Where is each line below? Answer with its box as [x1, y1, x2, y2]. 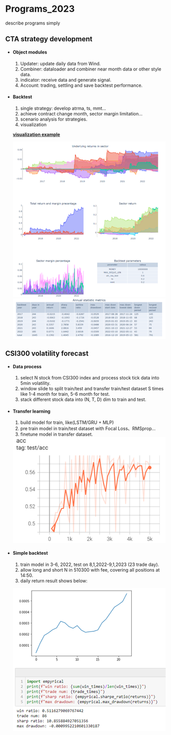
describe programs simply [5, 20, 60, 26]
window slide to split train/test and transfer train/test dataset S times [20, 386, 164, 392]
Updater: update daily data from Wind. [20, 60, 101, 66]
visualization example [12, 131, 60, 137]
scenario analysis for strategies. [20, 116, 88, 122]
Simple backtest [12, 550, 48, 556]
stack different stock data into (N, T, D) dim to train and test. [20, 396, 147, 402]
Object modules [12, 49, 47, 55]
